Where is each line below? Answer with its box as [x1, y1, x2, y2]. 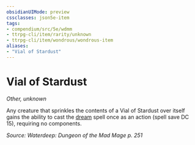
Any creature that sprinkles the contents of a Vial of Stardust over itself [6, 107, 185, 114]
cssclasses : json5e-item [6, 15, 70, 21]
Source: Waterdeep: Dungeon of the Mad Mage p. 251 [6, 132, 143, 139]
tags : [6, 20, 20, 26]
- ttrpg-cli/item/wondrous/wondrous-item [6, 37, 114, 43]
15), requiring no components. [6, 119, 82, 127]
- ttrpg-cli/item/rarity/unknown [6, 32, 92, 38]
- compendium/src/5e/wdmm [6, 26, 72, 32]
